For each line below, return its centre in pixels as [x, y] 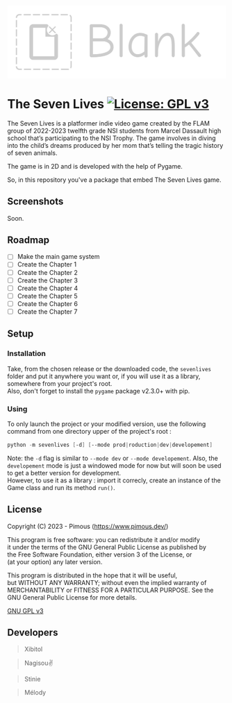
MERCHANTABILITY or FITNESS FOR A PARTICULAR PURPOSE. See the [110, 590]
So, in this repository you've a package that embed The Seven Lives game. [114, 180]
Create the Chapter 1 [47, 264]
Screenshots [35, 202]
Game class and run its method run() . [61, 487]
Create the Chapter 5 [47, 296]
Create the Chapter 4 [48, 288]
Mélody [35, 693]
